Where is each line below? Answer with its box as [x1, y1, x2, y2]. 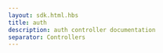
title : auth [8, 19, 47, 26]
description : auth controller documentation [8, 26, 156, 34]
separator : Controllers [8, 33, 86, 41]
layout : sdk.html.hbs [8, 11, 79, 19]
